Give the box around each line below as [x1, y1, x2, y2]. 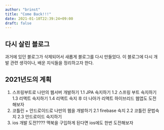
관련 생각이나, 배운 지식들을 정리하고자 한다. [10, 60, 94, 66]
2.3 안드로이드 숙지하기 [17, 113, 62, 119]
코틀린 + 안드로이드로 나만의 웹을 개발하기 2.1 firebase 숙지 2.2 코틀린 [12, 108, 146, 113]
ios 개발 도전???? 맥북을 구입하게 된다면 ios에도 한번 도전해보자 [12, 120, 134, 126]
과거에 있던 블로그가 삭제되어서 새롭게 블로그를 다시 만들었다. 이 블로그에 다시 [5, 54, 153, 60]
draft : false [5, 20, 32, 26]
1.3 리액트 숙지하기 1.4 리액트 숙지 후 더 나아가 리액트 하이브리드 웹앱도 [12, 95, 148, 101]
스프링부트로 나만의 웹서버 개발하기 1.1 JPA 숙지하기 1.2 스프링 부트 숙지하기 [12, 89, 157, 95]
